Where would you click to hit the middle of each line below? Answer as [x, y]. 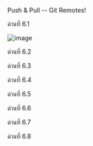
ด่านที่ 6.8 [19, 136]
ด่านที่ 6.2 [19, 51]
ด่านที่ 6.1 [18, 24]
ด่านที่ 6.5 [19, 94]
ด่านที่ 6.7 [19, 122]
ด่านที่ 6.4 [19, 80]
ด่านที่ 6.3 [19, 66]
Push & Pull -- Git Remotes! [47, 10]
